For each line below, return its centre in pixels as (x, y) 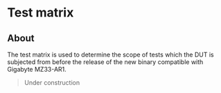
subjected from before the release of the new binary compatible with (105, 62)
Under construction (52, 83)
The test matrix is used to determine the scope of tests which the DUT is (110, 54)
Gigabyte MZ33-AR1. (37, 69)
